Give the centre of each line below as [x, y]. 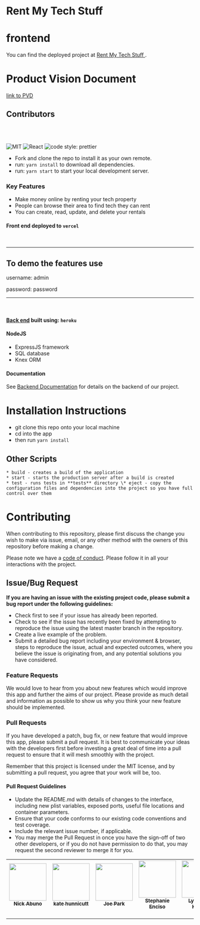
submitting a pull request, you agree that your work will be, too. [84, 773]
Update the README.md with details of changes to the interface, [94, 800]
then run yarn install [42, 440]
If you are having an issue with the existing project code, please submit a [98, 597]
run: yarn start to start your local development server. [82, 171]
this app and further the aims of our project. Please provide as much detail [97, 694]
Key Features [26, 186]
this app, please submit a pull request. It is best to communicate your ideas [98, 742]
